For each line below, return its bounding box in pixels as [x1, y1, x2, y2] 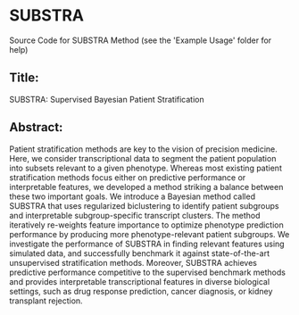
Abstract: [9, 120, 63, 135]
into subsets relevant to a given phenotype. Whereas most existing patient [9, 162, 283, 173]
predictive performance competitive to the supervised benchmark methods [9, 267, 286, 278]
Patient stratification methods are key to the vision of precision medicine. [9, 144, 278, 154]
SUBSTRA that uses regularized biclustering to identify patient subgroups [9, 200, 279, 211]
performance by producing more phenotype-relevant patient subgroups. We [9, 228, 290, 239]
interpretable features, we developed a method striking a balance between [9, 181, 284, 192]
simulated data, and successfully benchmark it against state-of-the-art [9, 247, 270, 259]
